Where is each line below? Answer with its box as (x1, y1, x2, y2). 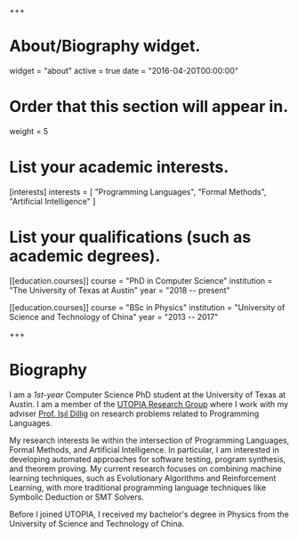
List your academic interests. (9, 157, 230, 178)
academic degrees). (9, 246, 161, 266)
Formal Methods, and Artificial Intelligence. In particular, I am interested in (9, 444, 280, 454)
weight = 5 (9, 125, 49, 136)
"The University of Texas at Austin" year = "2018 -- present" (9, 285, 230, 295)
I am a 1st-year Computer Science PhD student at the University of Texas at (9, 389, 286, 400)
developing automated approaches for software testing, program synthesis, (9, 454, 286, 464)
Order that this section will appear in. (9, 97, 289, 116)
